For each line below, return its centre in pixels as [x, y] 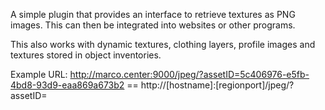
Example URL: [39, 74]
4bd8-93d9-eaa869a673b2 [67, 85]
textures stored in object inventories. [86, 55]
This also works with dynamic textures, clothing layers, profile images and [163, 44]
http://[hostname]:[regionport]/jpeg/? [217, 85]
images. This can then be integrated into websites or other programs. [153, 25]
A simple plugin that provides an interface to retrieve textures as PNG [153, 14]
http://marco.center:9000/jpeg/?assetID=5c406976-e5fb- [189, 74]
